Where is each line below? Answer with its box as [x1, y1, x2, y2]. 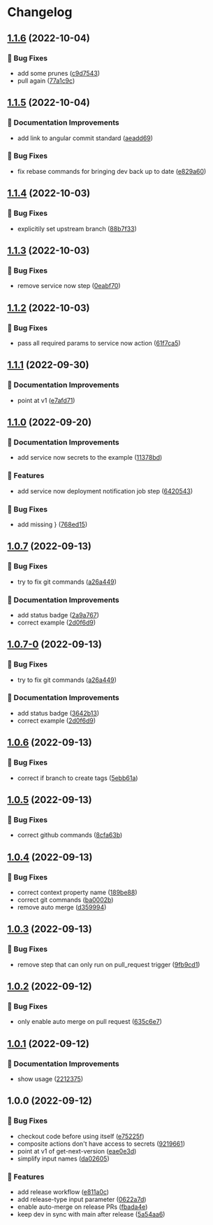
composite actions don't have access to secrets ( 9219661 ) [17, 1140, 186, 1148]
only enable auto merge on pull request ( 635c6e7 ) [17, 1018, 163, 1026]
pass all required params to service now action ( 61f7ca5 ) [17, 338, 181, 347]
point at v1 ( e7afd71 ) [17, 396, 75, 404]
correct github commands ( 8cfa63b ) [17, 831, 123, 840]
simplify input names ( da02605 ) [17, 1154, 110, 1163]
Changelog [7, 4, 73, 20]
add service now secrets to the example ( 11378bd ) [17, 453, 163, 462]
